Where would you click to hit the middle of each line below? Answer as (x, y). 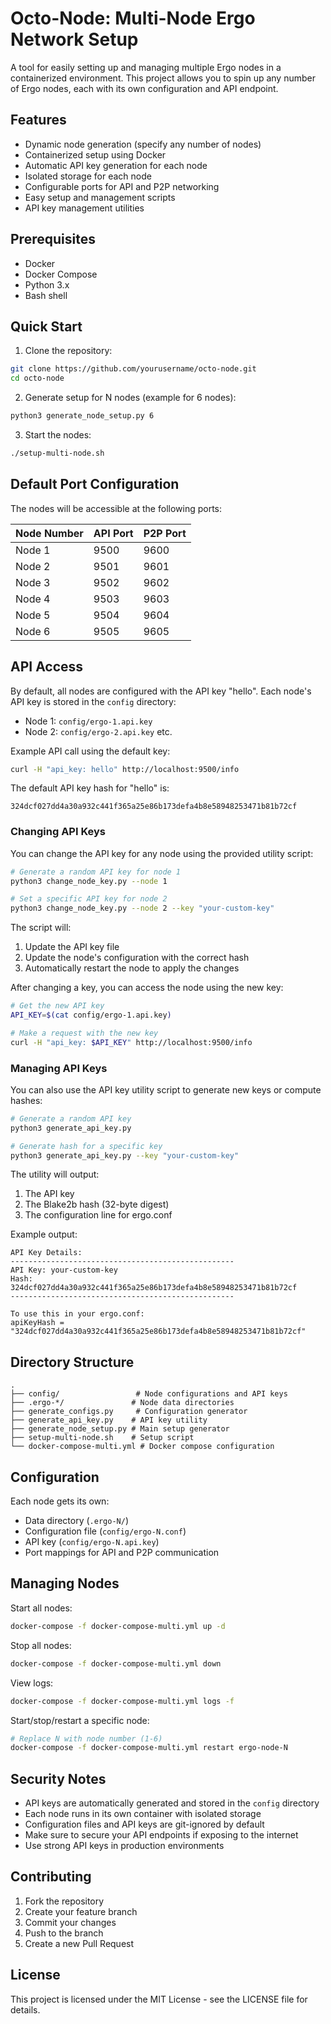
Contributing (51, 1877)
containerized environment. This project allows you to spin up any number (163, 78)
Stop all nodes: (41, 1645)
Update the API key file (72, 947)
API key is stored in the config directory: (93, 701)
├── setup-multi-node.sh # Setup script (102, 1438)
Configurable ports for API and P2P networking (122, 186)
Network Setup (74, 39)
